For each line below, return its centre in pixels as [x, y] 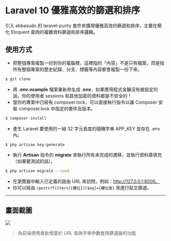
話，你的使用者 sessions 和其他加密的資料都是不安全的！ [72, 95]
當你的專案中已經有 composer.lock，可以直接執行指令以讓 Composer [85, 102]
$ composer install [26, 118]
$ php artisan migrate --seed [37, 171]
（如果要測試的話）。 [34, 161]
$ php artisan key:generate [35, 144]
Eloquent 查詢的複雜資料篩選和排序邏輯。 [54, 32]
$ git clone [18, 79]
